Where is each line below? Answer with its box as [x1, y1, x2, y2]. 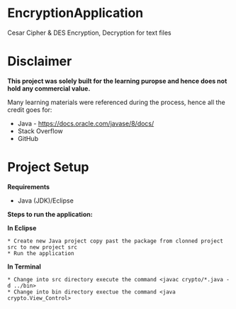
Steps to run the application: [7, 210, 94, 218]
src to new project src [7, 243, 78, 251]
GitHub [17, 134, 39, 142]
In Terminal [7, 262, 41, 271]
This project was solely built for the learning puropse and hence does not [7, 77, 227, 85]
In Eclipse [7, 223, 37, 232]
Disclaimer [7, 53, 72, 69]
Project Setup [7, 159, 90, 175]
